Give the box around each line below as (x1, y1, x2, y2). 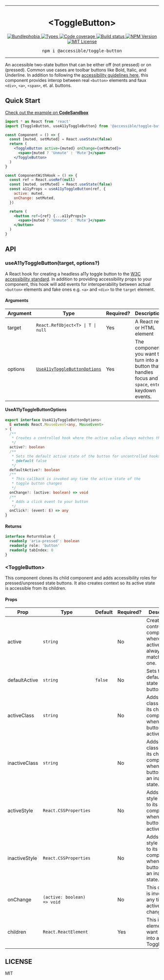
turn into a (135, 357, 159, 363)
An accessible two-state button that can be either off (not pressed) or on (5, 61, 151, 67)
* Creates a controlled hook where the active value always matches (11, 436, 154, 440)
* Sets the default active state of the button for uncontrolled (11, 454, 147, 459)
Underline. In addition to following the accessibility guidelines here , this (5, 72, 148, 78)
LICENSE (5, 957, 33, 966)
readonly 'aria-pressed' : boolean (9, 539, 80, 544)
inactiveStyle (7, 855, 38, 861)
